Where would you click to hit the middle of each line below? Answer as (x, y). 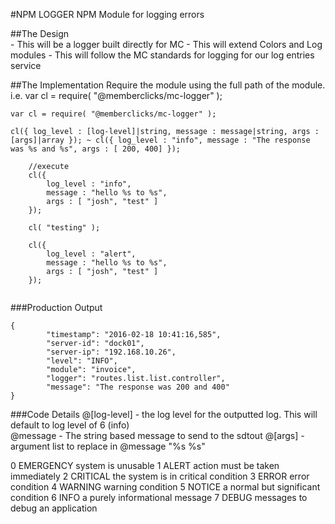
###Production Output (56, 307)
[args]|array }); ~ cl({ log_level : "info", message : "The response (160, 140)
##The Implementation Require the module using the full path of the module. (168, 85)
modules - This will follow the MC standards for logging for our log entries (162, 55)
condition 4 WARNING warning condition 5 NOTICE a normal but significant (165, 487)
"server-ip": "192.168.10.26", (111, 352)
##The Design (40, 33)
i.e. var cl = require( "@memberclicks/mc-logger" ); (116, 95)
